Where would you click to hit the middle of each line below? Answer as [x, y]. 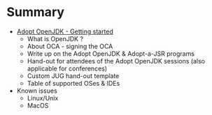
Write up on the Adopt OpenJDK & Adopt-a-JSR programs [111, 54]
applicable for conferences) [67, 68]
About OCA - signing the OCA [70, 46]
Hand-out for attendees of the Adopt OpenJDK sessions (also [116, 61]
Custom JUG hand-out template [73, 76]
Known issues [37, 91]
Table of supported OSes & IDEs [73, 83]
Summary [35, 12]
